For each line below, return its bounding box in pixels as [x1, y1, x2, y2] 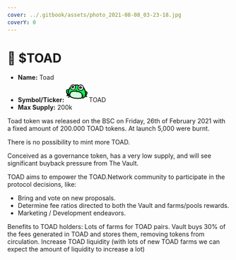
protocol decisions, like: [7, 180, 76, 189]
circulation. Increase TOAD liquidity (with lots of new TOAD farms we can [7, 237, 220, 246]
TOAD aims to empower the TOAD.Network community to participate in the [7, 173, 225, 181]
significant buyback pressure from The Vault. [7, 159, 139, 168]
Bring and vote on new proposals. [17, 194, 116, 202]
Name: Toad [17, 73, 54, 82]
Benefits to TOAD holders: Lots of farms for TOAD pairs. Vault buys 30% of [7, 223, 226, 231]
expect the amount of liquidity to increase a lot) [7, 245, 145, 254]
